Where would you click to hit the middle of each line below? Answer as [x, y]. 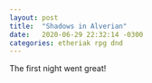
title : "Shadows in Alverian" [68, 26]
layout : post [34, 18]
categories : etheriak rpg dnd [66, 43]
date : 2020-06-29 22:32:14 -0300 [76, 34]
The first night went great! [58, 69]
